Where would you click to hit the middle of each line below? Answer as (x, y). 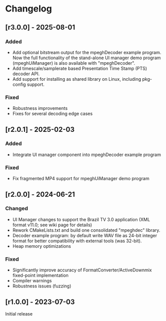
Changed (17, 209)
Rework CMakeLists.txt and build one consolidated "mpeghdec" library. (86, 230)
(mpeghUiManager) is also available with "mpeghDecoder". (74, 63)
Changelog (29, 9)
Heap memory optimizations (42, 246)
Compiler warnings (32, 281)
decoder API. (26, 74)
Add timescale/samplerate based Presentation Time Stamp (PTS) (80, 68)
